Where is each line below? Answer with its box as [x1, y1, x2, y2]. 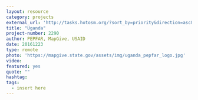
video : [6, 58, 22, 64]
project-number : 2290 [6, 31, 60, 36]
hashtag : [6, 74, 28, 80]
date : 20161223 [6, 42, 44, 48]
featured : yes [6, 63, 41, 69]
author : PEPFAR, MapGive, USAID [6, 36, 85, 42]
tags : [6, 80, 19, 86]
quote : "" [6, 69, 31, 75]
